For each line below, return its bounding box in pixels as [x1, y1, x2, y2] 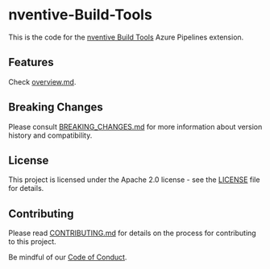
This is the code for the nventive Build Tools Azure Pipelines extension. [8, 32, 244, 42]
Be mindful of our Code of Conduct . [8, 252, 127, 263]
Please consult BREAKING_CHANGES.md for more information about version [8, 122, 263, 131]
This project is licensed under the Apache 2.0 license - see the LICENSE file [8, 175, 260, 184]
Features [8, 56, 54, 69]
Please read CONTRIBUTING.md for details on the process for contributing [8, 228, 256, 238]
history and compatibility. [8, 130, 93, 140]
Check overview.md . [8, 77, 77, 86]
